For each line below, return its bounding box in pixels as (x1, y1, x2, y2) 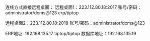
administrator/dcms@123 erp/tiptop (5, 10, 79, 16)
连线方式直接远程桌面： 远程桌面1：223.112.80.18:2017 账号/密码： (5, 4, 142, 10)
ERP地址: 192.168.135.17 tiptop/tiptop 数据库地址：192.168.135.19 (5, 31, 136, 36)
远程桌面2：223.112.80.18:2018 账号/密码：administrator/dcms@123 (5, 20, 145, 26)
